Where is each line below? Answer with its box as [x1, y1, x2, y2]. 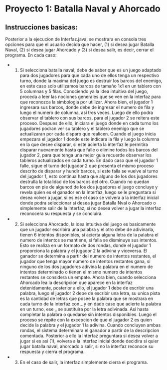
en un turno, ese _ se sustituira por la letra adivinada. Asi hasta [19, 306, 149, 312]
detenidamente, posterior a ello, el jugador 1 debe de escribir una [19, 285, 154, 290]
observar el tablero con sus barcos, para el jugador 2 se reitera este [19, 115, 160, 120]
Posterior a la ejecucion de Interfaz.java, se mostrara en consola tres [5, 36, 147, 42]
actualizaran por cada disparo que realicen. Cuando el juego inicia [19, 131, 156, 136]
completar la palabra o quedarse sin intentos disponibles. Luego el [19, 311, 157, 317]
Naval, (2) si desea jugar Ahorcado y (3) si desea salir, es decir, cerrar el [5, 47, 154, 52]
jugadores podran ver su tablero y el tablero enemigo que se [19, 125, 145, 131]
